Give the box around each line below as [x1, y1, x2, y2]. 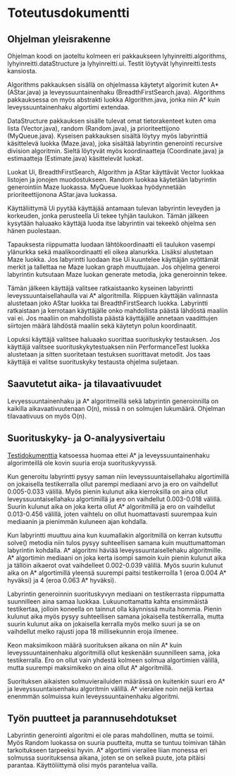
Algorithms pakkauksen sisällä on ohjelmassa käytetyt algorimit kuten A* [7, 80, 219, 89]
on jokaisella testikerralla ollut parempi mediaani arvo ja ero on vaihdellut [7, 479, 218, 488]
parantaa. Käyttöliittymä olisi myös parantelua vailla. [7, 761, 159, 770]
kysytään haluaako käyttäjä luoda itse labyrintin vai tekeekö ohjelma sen [7, 219, 216, 227]
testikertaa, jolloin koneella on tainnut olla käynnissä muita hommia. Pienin [7, 604, 222, 613]
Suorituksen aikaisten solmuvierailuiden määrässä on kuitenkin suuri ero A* [7, 676, 225, 686]
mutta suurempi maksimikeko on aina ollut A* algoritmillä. [7, 663, 173, 671]
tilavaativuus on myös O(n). [7, 412, 87, 420]
